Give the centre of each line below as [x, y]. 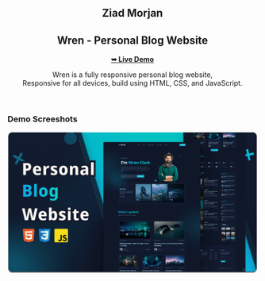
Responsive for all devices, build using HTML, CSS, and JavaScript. [132, 83]
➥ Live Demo [132, 60]
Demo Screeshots [42, 119]
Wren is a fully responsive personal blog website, [132, 75]
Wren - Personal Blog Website [132, 40]
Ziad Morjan [132, 13]
